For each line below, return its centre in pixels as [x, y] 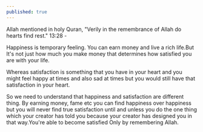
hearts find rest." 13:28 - [37, 35]
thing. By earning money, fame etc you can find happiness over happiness [99, 103]
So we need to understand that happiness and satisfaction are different [95, 96]
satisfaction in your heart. [38, 85]
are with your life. [28, 60]
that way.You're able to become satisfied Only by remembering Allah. [92, 122]
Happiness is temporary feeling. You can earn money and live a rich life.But [100, 47]
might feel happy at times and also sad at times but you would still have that [101, 78]
